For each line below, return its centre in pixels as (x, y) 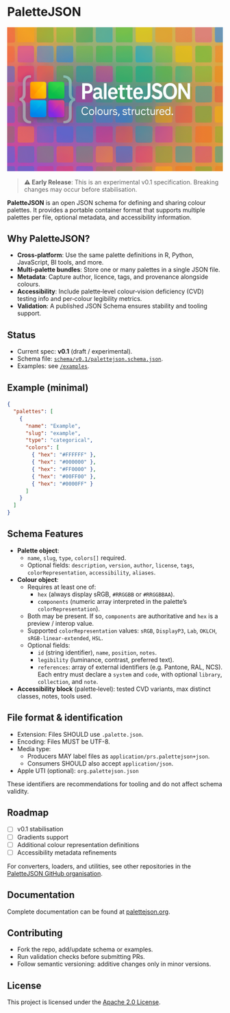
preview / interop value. (61, 623)
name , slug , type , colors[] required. (77, 558)
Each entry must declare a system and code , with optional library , (130, 674)
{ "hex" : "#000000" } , (64, 462)
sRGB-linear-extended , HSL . (65, 637)
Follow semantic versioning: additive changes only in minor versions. (114, 964)
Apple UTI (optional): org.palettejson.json (78, 770)
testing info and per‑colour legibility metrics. (79, 299)
